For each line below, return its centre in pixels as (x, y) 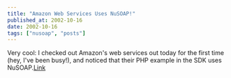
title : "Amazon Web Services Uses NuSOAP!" (72, 14)
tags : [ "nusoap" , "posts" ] (46, 33)
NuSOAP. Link (27, 68)
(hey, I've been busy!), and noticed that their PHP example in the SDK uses (114, 61)
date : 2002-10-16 (32, 26)
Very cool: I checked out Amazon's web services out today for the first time (116, 53)
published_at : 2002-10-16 (45, 20)
